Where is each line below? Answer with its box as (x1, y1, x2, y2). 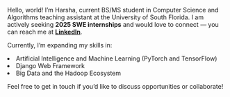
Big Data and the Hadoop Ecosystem (16, 69, 122, 77)
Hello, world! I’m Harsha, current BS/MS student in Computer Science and (7, 6, 219, 14)
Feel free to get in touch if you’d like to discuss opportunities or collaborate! (7, 83, 224, 90)
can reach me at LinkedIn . (7, 28, 83, 36)
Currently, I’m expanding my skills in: (7, 41, 113, 49)
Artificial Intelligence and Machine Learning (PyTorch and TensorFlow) (16, 54, 217, 63)
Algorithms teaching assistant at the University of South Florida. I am (7, 13, 204, 21)
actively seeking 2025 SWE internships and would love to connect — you (7, 21, 219, 28)
